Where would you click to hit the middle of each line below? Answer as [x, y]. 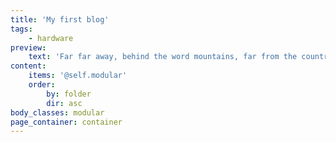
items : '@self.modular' [78, 76]
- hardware [51, 38]
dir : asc [64, 103]
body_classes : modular [57, 112]
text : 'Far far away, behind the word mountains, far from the [163, 57]
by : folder [69, 94]
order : [42, 85]
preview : [28, 47]
